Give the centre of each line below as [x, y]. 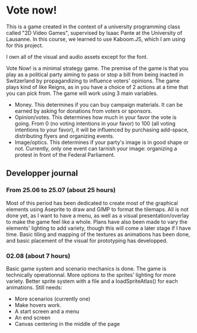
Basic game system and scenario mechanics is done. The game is [86, 268]
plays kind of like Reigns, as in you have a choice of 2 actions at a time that [97, 87]
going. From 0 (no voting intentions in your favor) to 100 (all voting [95, 123]
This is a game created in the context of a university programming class [93, 27]
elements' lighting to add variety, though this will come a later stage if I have [98, 228]
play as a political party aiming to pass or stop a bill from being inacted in [95, 74]
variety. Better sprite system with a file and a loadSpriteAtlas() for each [92, 281]
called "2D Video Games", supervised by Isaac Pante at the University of [94, 32]
